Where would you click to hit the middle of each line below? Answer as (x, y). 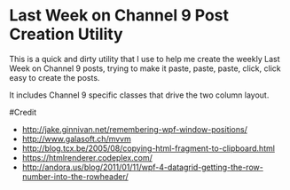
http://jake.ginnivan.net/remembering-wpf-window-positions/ (135, 129)
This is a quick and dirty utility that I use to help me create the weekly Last (145, 59)
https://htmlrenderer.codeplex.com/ (87, 157)
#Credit (23, 112)
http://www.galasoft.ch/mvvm (76, 139)
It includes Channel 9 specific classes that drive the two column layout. (139, 95)
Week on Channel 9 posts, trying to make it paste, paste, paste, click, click (145, 68)
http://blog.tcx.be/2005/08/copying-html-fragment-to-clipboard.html (148, 148)
